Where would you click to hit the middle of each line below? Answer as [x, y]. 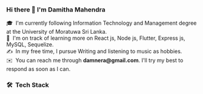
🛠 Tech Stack [28, 85]
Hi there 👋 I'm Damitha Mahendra [56, 10]
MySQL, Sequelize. [30, 45]
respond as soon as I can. [38, 69]
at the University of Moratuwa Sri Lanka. [57, 32]
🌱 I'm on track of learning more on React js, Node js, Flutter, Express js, [96, 38]
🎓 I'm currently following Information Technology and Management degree [101, 23]
